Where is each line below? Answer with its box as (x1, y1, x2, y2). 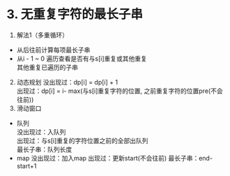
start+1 (16, 161, 37, 170)
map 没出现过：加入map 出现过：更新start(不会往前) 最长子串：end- (16, 154, 213, 162)
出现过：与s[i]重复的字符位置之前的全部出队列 (16, 136, 148, 145)
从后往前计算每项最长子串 (16, 45, 91, 54)
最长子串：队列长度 (16, 145, 72, 154)
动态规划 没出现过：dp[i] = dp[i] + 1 (16, 78, 118, 86)
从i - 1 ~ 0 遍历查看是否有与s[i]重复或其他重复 (16, 54, 148, 63)
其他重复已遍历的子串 (16, 63, 78, 71)
